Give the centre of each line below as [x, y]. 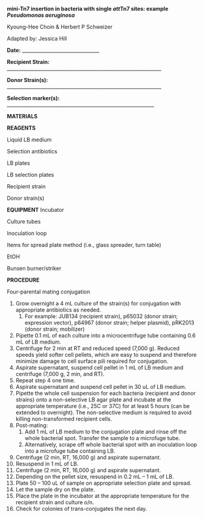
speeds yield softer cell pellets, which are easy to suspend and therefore [106, 355]
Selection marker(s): [33, 98]
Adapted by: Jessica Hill [37, 38]
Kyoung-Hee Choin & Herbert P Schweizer [60, 27]
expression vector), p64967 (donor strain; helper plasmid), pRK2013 [109, 323]
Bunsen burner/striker [34, 268]
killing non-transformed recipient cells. [64, 419]
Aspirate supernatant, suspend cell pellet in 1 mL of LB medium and [99, 367]
